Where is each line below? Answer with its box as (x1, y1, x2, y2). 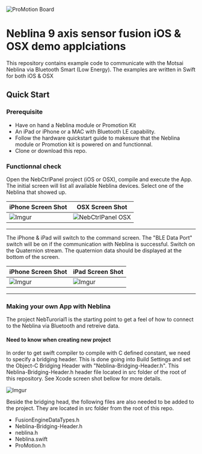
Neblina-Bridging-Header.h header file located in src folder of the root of (6, 368, 186, 376)
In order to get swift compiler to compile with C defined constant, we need (6, 349, 191, 356)
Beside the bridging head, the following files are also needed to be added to (6, 398, 194, 406)
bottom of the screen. (6, 253, 60, 260)
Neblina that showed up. (6, 188, 67, 196)
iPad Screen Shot (73, 267, 124, 276)
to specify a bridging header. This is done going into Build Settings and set (6, 356, 191, 363)
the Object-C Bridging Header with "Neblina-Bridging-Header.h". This (6, 362, 179, 370)
